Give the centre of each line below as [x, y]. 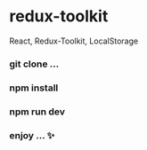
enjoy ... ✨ [32, 135]
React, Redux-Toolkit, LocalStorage [74, 41]
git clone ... [34, 64]
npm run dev [37, 111]
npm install [34, 88]
